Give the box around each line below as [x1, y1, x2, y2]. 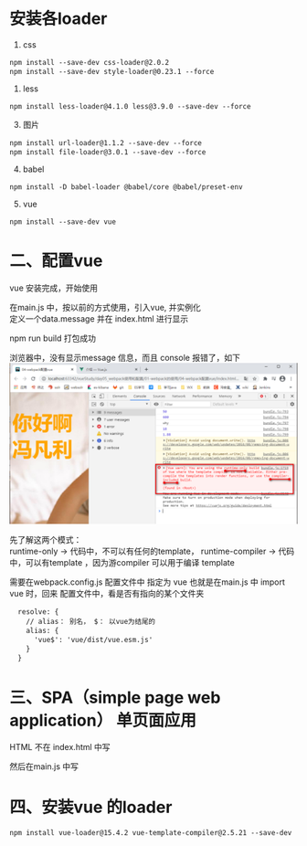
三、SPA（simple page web [9, 687, 221, 708]
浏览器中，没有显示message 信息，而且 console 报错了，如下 [9, 352, 240, 363]
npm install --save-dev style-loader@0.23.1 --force [9, 67, 215, 76]
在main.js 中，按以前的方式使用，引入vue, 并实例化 [9, 301, 201, 312]
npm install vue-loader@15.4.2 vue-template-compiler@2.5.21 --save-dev [9, 829, 292, 838]
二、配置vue [9, 250, 103, 271]
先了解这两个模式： [9, 534, 82, 545]
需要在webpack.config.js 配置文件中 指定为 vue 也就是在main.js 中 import [9, 576, 286, 587]
